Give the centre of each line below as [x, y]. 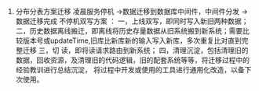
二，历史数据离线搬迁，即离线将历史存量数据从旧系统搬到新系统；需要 [129, 31]
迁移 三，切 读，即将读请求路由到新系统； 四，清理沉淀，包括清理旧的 [135, 50]
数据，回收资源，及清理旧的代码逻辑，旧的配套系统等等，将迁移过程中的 [132, 60]
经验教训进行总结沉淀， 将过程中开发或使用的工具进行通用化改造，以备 [130, 70]
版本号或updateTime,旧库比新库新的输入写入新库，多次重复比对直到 [132, 40]
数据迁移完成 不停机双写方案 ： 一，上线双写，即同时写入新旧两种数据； [132, 21]
